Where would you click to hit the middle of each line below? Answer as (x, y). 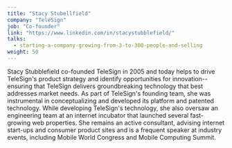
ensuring (20, 86)
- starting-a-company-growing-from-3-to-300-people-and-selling (108, 45)
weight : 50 (23, 52)
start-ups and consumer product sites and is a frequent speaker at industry (115, 130)
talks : (17, 39)
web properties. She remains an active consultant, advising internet (128, 123)
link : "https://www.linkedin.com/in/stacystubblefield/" (91, 33)
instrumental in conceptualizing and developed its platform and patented (111, 101)
